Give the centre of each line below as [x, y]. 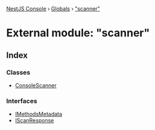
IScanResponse [34, 120]
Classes [18, 72]
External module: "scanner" [78, 33]
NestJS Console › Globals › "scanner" [53, 9]
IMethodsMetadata [38, 114]
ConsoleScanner [36, 85]
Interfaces [22, 101]
